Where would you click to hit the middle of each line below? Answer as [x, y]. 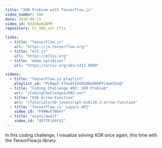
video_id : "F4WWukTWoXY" [40, 111]
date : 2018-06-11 [23, 19]
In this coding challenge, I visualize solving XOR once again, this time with [81, 135]
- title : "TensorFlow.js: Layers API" [50, 107]
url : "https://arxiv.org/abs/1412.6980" [57, 65]
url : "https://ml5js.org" [41, 56]
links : [12, 37]
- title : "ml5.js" [29, 51]
